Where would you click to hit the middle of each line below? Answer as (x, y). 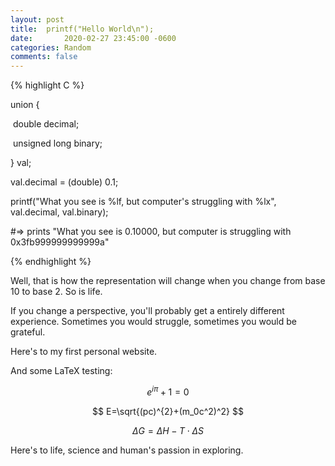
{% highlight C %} (47, 85)
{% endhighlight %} (51, 262)
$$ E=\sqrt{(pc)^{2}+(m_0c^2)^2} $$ (168, 411)
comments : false (44, 57)
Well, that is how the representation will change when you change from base (168, 281)
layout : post (37, 19)
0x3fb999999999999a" (60, 242)
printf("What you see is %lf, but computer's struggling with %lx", (143, 202)
